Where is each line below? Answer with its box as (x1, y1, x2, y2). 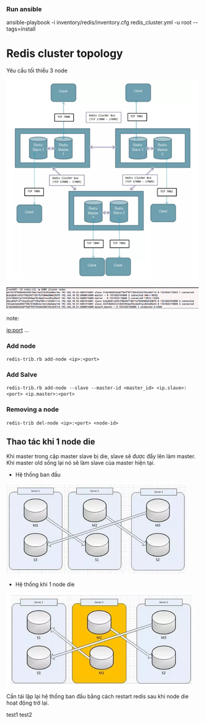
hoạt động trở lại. (6, 699, 49, 706)
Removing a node (6, 406, 59, 414)
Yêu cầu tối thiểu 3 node (6, 67, 68, 75)
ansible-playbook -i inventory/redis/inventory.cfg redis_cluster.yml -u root (6, 19, 192, 26)
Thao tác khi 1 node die (6, 437, 96, 447)
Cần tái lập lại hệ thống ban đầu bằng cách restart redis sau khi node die (6, 693, 189, 700)
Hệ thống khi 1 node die (15, 580, 75, 588)
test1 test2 (6, 711, 32, 719)
